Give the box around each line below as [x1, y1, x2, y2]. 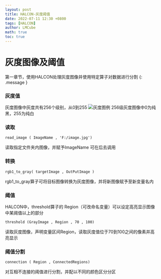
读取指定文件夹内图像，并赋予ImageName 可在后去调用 [5, 144, 116, 150]
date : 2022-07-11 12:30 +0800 [5, 16, 67, 21]
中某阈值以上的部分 [5, 210, 44, 216]
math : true [5, 30, 27, 35]
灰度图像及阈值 [5, 57, 65, 68]
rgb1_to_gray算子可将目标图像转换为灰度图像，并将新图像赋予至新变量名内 [5, 179, 154, 184]
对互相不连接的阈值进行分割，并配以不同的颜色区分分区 [5, 269, 116, 275]
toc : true [5, 35, 25, 40]
